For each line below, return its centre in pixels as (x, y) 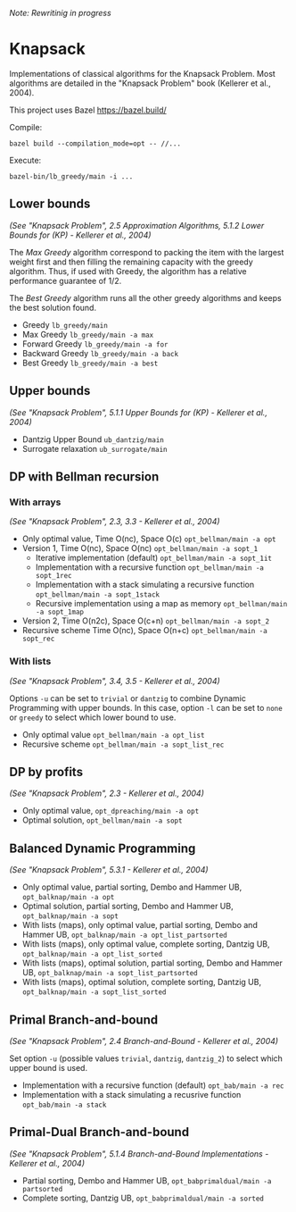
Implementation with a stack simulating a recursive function (145, 585)
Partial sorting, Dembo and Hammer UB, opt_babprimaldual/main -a (147, 1180)
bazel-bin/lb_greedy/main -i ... (71, 176)
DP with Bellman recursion (84, 476)
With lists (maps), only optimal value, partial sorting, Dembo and (140, 925)
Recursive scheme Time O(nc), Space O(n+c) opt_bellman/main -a (144, 631)
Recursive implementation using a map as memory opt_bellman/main (161, 604)
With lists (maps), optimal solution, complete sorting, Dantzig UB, (141, 982)
